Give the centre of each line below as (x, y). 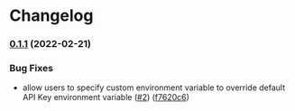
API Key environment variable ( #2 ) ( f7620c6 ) (106, 97)
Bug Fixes (32, 69)
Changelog (51, 16)
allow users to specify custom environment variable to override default (154, 88)
